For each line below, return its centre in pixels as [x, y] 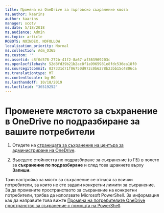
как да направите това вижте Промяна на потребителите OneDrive [75, 200]
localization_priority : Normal [37, 46]
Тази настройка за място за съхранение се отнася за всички [69, 180]
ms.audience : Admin [25, 32]
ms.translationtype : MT [29, 73]
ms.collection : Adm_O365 [30, 50]
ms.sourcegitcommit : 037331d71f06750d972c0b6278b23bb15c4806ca [71, 69]
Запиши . [21, 170]
